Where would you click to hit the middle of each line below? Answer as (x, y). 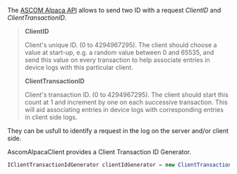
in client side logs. (51, 117)
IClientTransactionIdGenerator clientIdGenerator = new (91, 165)
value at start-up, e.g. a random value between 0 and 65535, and (119, 52)
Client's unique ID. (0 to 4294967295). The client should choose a (121, 45)
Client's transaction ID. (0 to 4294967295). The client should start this (127, 95)
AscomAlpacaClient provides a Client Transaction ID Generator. (99, 152)
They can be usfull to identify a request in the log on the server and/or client (118, 131)
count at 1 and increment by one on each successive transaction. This (126, 102)
